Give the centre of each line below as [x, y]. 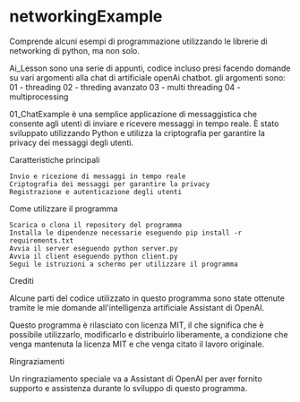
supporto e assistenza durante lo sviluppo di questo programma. [129, 388]
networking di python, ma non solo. [75, 50]
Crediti [21, 280]
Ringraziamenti [37, 361]
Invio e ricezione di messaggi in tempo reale [98, 176]
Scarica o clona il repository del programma [95, 225]
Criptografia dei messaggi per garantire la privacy [110, 184]
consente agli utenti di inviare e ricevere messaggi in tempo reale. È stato [144, 124]
